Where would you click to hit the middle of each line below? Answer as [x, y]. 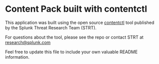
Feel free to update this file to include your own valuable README [71, 52]
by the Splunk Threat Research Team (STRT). [51, 27]
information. [17, 57]
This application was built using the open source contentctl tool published [80, 22]
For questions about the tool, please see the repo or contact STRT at [74, 37]
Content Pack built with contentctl [76, 9]
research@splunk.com [28, 42]
